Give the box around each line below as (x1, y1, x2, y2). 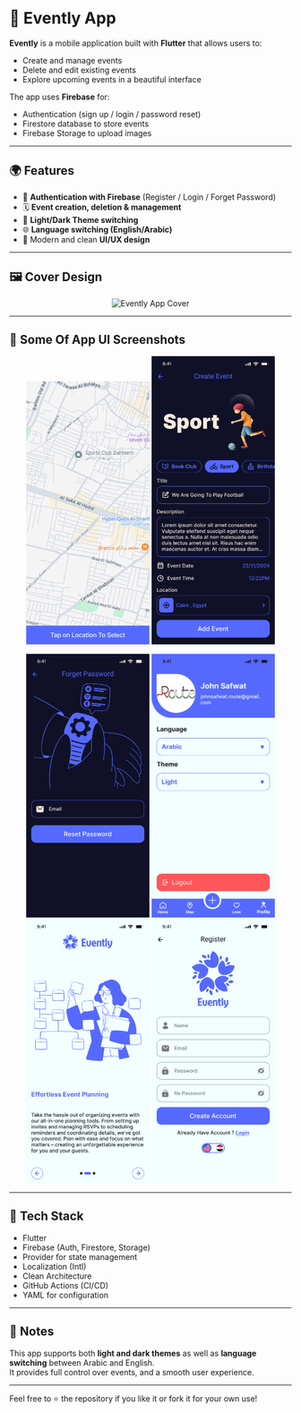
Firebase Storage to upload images (21, 127, 152, 138)
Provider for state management (21, 1251, 138, 1262)
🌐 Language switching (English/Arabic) (21, 224, 173, 235)
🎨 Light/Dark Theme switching (21, 214, 139, 225)
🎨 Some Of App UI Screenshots (9, 331, 186, 347)
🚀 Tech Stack (9, 1209, 84, 1224)
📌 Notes (9, 1324, 55, 1340)
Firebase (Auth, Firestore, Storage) (21, 1242, 150, 1253)
